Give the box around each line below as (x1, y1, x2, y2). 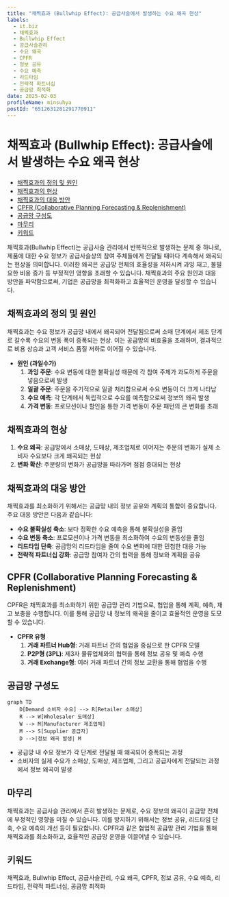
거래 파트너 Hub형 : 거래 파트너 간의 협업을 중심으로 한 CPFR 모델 (27, 641, 200, 649)
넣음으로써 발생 (27, 376, 68, 384)
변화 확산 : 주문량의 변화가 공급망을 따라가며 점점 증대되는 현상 (16, 460, 181, 469)
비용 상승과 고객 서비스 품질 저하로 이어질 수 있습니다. (14, 344, 157, 353)
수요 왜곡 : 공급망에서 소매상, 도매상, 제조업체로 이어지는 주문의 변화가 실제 (16, 443, 214, 452)
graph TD (7, 698, 32, 706)
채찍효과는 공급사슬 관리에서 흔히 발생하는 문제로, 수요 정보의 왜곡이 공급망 (7, 807, 206, 815)
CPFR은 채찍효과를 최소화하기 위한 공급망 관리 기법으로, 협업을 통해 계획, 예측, (7, 600, 216, 609)
